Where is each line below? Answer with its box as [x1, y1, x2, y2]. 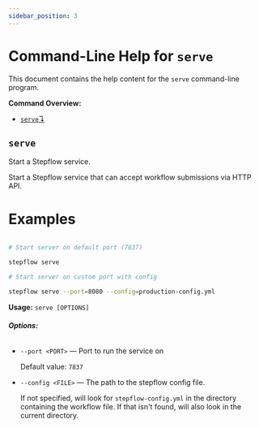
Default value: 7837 [19, 362, 83, 372]
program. [8, 82, 40, 92]
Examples [8, 210, 76, 228]
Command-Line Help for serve [8, 46, 214, 65]
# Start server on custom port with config [8, 273, 158, 281]
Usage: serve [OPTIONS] [8, 302, 90, 312]
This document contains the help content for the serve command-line [8, 74, 240, 84]
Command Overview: [8, 98, 82, 108]
